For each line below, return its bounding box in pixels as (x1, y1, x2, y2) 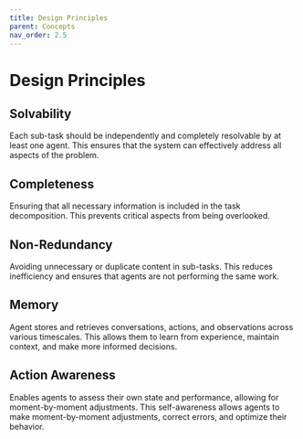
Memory (9, 297, 59, 313)
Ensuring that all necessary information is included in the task (9, 200, 241, 211)
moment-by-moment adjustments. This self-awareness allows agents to (9, 402, 280, 412)
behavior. (9, 421, 45, 432)
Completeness (9, 176, 95, 192)
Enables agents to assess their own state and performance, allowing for (9, 391, 279, 402)
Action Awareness (9, 368, 116, 383)
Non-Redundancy (9, 237, 113, 252)
